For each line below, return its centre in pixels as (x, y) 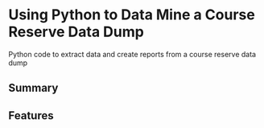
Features (31, 116)
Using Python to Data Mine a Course (132, 15)
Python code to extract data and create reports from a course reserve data (132, 54)
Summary (33, 88)
